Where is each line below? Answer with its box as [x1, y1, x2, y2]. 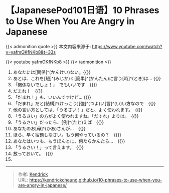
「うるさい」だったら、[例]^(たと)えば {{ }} [13, 119, 104, 125]
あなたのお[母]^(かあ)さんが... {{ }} [13, 125, 86, 131]
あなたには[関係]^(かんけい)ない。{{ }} [13, 69, 91, 75]
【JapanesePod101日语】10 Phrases [6, 5, 159, 16]
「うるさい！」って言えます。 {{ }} [13, 144, 84, 150]
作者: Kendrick [18, 171, 48, 177]
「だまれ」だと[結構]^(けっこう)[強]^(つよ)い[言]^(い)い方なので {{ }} [13, 100, 156, 106]
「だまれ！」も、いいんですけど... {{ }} [13, 94, 92, 100]
